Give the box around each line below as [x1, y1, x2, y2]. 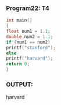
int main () [6, 18, 33, 23]
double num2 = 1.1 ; [6, 33, 53, 39]
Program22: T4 [6, 4, 49, 12]
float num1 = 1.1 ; [6, 28, 51, 35]
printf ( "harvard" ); [6, 56, 53, 62]
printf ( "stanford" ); [6, 45, 56, 50]
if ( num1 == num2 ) [6, 39, 51, 45]
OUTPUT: [6, 80, 33, 89]
